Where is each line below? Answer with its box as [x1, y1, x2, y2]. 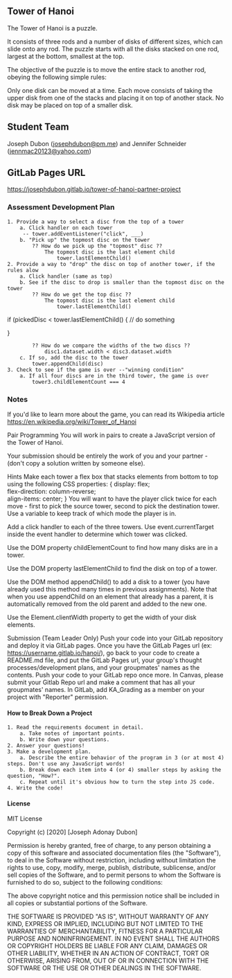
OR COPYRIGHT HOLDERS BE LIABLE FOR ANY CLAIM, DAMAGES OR [7, 942, 208, 950]
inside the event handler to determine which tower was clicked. [7, 530, 188, 539]
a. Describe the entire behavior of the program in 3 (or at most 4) [19, 754, 225, 761]
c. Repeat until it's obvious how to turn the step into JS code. [19, 779, 215, 785]
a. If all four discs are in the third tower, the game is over [19, 372, 209, 380]
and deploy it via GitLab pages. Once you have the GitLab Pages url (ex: [7, 641, 213, 650]
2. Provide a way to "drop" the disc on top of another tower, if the [7, 260, 215, 267]
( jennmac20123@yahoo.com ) [7, 147, 92, 155]
